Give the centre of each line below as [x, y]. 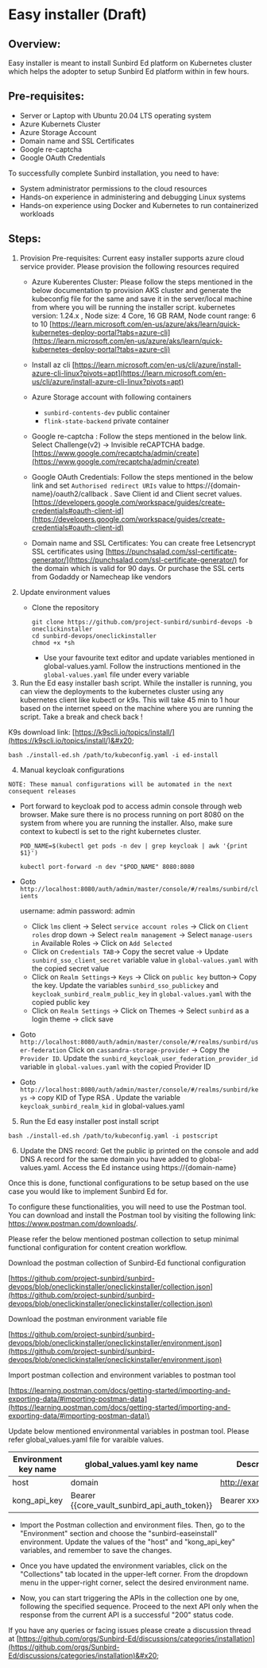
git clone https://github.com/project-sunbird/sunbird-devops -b [142, 622]
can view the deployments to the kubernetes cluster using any [122, 691]
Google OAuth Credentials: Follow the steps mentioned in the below [142, 477]
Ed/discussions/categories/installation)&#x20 [83, 1655]
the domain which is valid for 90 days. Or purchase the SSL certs [138, 568]
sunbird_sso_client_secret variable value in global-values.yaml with [145, 959]
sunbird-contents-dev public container [106, 412]
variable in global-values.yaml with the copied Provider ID [115, 1067]
